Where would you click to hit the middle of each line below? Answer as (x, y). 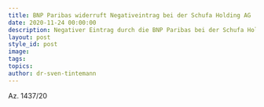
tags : (17, 59)
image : (19, 52)
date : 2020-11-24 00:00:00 (52, 23)
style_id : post (33, 45)
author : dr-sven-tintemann (52, 73)
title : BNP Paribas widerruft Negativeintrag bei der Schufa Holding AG (130, 15)
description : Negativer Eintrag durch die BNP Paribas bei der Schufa (126, 30)
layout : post (29, 37)
